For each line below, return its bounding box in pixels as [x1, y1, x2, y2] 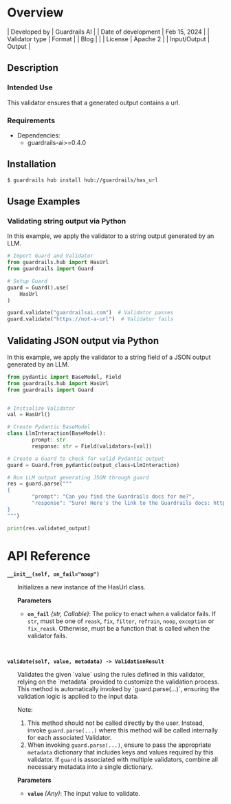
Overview [7, 5, 64, 21]
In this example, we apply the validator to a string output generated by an [7, 232, 214, 240]
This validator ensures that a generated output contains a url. [7, 98, 180, 107]
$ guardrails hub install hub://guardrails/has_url [7, 177, 158, 184]
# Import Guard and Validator [7, 252, 94, 259]
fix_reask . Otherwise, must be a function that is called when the [27, 624, 210, 632]
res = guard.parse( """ [7, 480, 72, 488]
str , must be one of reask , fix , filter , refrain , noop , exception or [27, 617, 214, 625]
